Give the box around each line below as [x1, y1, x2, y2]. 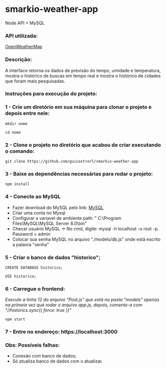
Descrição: [5, 56, 32, 63]
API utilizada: [5, 32, 38, 39]
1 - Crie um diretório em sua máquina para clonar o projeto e [5, 103, 152, 110]
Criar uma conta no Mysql [12, 210, 65, 216]
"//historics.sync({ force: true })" [5, 307, 72, 313]
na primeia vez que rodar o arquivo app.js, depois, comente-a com [5, 302, 143, 308]
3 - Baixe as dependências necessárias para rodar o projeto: [5, 170, 153, 177]
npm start [5, 317, 26, 322]
